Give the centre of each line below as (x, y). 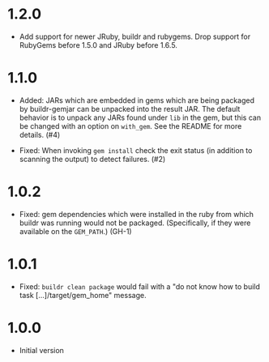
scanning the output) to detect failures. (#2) (92, 159)
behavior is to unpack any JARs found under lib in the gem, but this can (140, 117)
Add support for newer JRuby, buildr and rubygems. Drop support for (135, 36)
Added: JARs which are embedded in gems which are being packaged (137, 100)
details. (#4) (40, 134)
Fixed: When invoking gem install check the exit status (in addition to (136, 150)
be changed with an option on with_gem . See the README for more (130, 126)
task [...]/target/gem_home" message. (83, 295)
